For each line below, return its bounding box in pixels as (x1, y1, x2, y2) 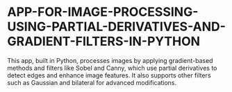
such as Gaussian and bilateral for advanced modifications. (7, 78, 177, 86)
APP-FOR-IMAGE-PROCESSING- (7, 4, 199, 20)
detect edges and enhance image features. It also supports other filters (7, 71, 211, 80)
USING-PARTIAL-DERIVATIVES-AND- (7, 19, 226, 35)
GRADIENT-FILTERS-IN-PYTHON (7, 34, 200, 49)
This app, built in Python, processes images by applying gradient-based (7, 56, 213, 64)
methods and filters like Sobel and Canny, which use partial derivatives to (7, 64, 217, 72)
